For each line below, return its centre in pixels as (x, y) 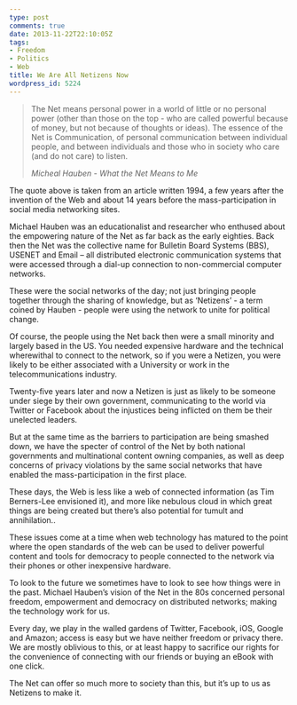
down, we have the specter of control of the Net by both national (127, 446)
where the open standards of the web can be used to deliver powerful (137, 546)
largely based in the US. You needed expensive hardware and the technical (146, 345)
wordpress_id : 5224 (45, 83)
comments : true (37, 26)
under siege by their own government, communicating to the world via (137, 400)
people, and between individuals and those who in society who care (155, 147)
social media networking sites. (65, 209)
